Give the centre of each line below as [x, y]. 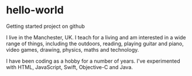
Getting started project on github [45, 26]
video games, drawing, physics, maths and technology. [73, 49]
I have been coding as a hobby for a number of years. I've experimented [93, 61]
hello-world [35, 10]
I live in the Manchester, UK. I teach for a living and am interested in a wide [96, 37]
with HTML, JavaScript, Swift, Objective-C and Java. [70, 67]
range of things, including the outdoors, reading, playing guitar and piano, [95, 44]
